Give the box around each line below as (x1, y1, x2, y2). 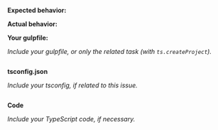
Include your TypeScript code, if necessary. (7, 115, 136, 123)
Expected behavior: (7, 6, 67, 14)
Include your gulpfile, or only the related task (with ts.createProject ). (7, 48, 212, 55)
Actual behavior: (7, 20, 58, 28)
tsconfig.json (7, 67, 48, 75)
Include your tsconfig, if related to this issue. (7, 81, 138, 90)
